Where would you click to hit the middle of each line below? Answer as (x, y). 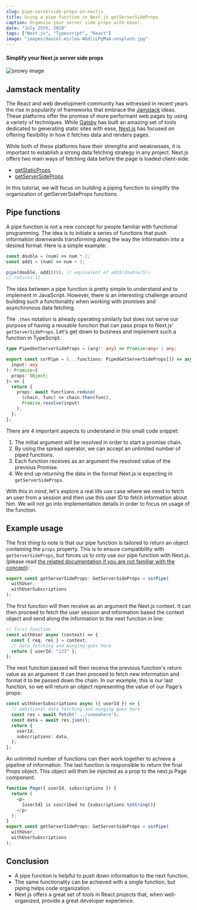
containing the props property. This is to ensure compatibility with (85, 549)
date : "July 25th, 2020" (36, 28)
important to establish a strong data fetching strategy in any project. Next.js (97, 152)
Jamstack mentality (43, 89)
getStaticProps (33, 170)
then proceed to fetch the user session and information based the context (95, 612)
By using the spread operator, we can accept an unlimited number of (97, 449)
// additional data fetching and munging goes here (76, 709)
